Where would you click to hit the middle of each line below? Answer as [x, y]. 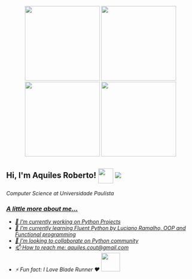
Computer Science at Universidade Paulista [60, 193]
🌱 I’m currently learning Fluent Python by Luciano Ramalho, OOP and [100, 228]
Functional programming [45, 234]
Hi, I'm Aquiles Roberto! [51, 175]
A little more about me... [42, 209]
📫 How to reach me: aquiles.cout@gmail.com [72, 247]
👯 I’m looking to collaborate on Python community [77, 241]
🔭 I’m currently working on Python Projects [68, 222]
